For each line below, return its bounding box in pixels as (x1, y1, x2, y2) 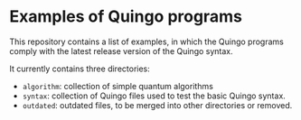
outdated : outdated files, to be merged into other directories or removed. (22, 99, 293, 110)
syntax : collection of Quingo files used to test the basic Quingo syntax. (22, 90, 287, 101)
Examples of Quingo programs (9, 6, 242, 27)
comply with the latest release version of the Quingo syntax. (9, 45, 233, 56)
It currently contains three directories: (9, 63, 151, 74)
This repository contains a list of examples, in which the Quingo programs (9, 36, 285, 47)
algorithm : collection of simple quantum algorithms (22, 80, 214, 91)
